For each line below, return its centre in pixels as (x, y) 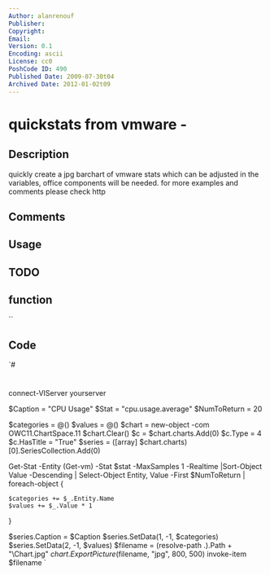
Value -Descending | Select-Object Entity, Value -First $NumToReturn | (127, 475)
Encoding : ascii (36, 54)
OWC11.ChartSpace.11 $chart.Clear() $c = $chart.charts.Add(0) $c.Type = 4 (135, 433)
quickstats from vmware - (98, 124)
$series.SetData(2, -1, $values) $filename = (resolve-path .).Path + (120, 546)
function (30, 300)
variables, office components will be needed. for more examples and (123, 182)
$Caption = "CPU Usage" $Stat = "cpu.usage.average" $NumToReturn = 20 (135, 409)
